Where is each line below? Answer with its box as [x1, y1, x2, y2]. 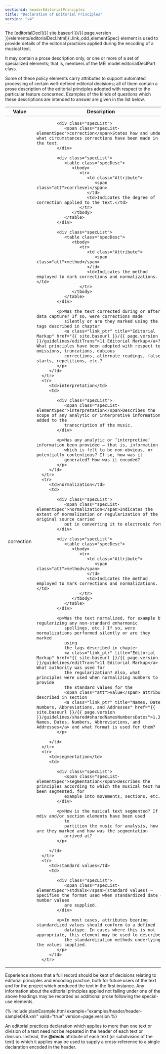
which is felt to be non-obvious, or [64, 447, 153, 453]
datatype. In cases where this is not [64, 927, 156, 933]
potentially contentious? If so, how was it [36, 452, 143, 458]
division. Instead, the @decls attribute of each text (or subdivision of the [5, 1034, 153, 1040]
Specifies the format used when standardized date [36, 893, 158, 898]
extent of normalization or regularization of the [36, 512, 158, 517]
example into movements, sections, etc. [64, 794, 161, 799]
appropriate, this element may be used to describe [36, 932, 161, 938]
